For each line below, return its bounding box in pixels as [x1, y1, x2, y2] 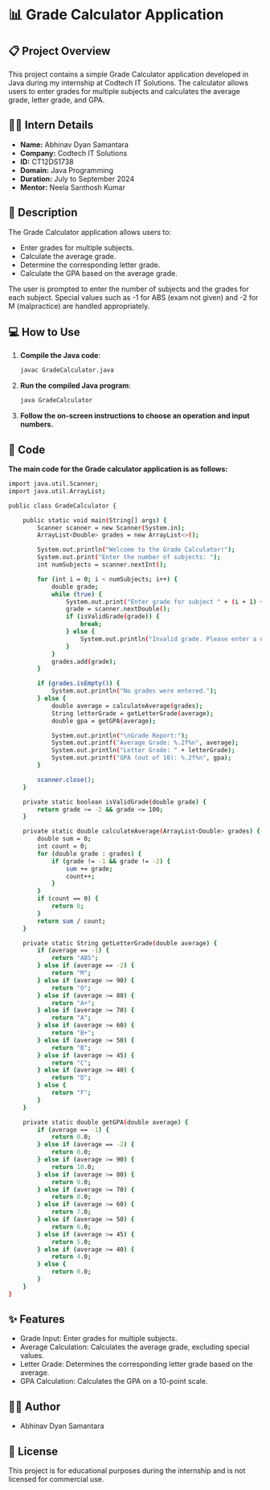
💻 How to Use [8, 326, 80, 340]
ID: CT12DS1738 [19, 157, 74, 167]
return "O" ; [51, 984, 92, 992]
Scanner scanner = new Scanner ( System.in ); [37, 524, 185, 532]
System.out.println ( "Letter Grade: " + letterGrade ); [51, 747, 235, 755]
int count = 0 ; [37, 842, 88, 850]
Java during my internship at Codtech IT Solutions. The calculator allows [8, 78, 249, 88]
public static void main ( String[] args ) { [22, 516, 167, 525]
